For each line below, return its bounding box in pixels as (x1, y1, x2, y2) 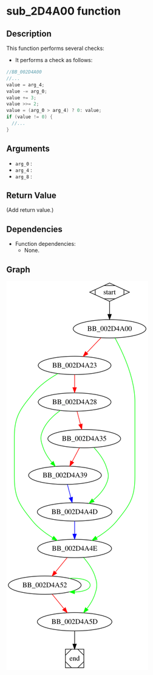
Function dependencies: (15, 240, 76, 248)
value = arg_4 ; (6, 82, 45, 88)
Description (6, 29, 52, 39)
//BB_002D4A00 (6, 69, 42, 75)
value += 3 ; (6, 94, 36, 101)
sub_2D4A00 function (6, 4, 121, 18)
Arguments (6, 144, 50, 154)
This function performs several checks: (6, 44, 104, 52)
